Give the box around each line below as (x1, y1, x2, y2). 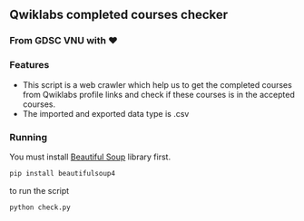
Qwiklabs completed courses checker (9, 7, 229, 23)
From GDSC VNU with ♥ (9, 34, 118, 47)
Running (9, 130, 48, 143)
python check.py (9, 203, 71, 212)
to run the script (9, 185, 70, 196)
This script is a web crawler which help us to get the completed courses (22, 79, 292, 90)
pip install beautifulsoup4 (9, 168, 116, 178)
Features (9, 59, 50, 72)
